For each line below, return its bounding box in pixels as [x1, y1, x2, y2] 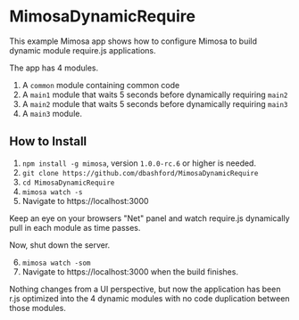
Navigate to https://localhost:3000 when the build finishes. [21, 266, 239, 277]
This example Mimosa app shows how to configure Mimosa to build [9, 36, 257, 46]
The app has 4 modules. [9, 62, 99, 73]
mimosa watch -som [21, 258, 91, 267]
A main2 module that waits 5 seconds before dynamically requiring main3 [21, 98, 288, 109]
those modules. [9, 302, 67, 313]
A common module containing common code [21, 79, 180, 90]
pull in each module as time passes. [9, 222, 141, 233]
